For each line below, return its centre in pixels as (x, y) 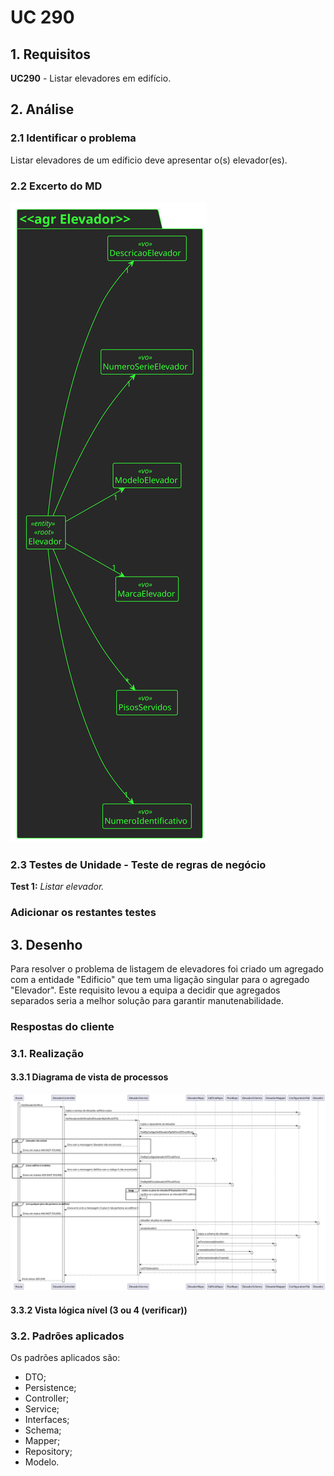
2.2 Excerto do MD (56, 186)
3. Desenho (46, 944)
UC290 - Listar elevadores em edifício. (91, 78)
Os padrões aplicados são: (65, 1357)
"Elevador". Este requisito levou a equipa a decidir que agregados (145, 990)
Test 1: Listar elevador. (57, 887)
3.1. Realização (47, 1053)
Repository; (48, 1451)
